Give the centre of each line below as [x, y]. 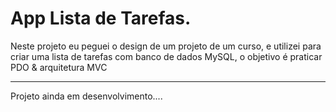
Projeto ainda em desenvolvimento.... [86, 96]
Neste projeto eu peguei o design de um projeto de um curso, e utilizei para [166, 46]
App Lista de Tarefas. [101, 18]
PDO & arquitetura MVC [59, 67]
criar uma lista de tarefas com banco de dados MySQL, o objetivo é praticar [166, 56]
